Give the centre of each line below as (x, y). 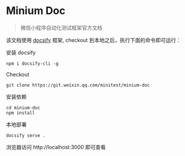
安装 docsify (21, 52)
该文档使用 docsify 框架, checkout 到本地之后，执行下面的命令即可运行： (94, 40)
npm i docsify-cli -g (32, 63)
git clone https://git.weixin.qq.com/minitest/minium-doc (78, 85)
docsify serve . (26, 136)
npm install (20, 113)
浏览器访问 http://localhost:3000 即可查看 (56, 147)
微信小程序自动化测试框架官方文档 (61, 27)
